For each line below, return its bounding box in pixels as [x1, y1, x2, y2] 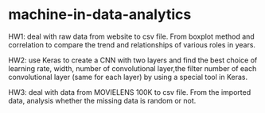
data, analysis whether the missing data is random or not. [8, 96, 197, 105]
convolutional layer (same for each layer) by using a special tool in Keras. [8, 72, 248, 81]
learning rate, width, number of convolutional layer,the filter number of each [8, 63, 257, 73]
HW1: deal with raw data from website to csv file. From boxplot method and [8, 32, 255, 41]
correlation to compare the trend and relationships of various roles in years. [8, 40, 256, 49]
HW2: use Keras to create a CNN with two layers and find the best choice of [8, 55, 258, 65]
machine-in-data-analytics [8, 6, 192, 24]
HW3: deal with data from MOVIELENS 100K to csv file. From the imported [8, 87, 251, 96]
